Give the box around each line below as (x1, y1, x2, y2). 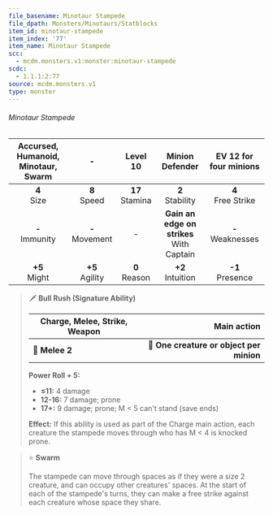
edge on (163, 218, 197, 229)
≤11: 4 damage (40, 386, 91, 396)
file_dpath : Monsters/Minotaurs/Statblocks (8, 19, 158, 28)
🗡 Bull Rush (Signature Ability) (28, 293, 136, 303)
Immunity (19, 233, 57, 245)
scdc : (8, 65, 27, 73)
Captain (165, 249, 196, 260)
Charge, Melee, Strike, (40, 315, 128, 327)
